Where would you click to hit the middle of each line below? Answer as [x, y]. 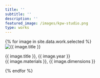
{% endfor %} [19, 71]
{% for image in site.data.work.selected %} [48, 41]
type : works [17, 28]
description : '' [21, 19]
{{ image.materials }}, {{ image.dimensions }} [50, 61]
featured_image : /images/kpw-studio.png [47, 23]
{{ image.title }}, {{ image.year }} [38, 56]
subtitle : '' [18, 14]
